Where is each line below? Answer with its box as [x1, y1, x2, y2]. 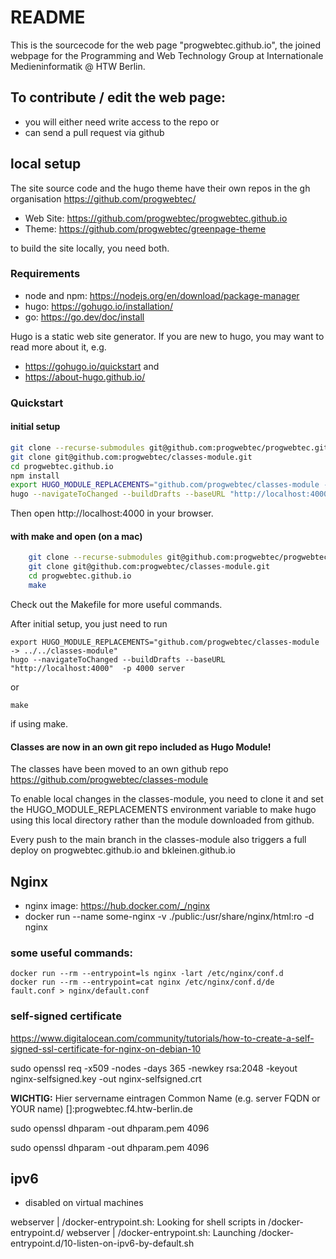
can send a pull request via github [24, 126, 165, 138]
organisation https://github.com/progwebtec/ [10, 192, 197, 205]
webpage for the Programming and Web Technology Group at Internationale [10, 49, 324, 61]
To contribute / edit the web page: [10, 89, 227, 106]
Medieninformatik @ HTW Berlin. [10, 60, 146, 72]
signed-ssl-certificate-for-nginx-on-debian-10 [10, 1042, 202, 1055]
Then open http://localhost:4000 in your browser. [10, 507, 214, 520]
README [10, 6, 86, 29]
